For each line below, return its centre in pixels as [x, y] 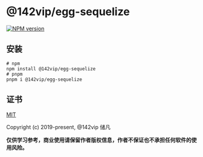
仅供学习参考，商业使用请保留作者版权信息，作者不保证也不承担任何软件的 [99, 140]
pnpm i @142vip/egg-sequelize [44, 79]
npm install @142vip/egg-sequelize [51, 68]
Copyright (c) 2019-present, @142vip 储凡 [58, 127]
